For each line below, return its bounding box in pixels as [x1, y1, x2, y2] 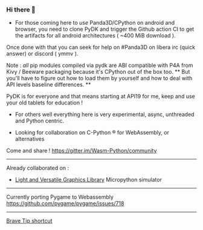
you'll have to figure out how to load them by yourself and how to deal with [6, 75, 193, 82]
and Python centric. [14, 117, 65, 124]
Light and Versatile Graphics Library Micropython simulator [14, 176, 162, 184]
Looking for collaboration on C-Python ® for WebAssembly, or [14, 129, 169, 136]
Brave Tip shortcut [6, 217, 53, 225]
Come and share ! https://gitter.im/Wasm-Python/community [6, 147, 157, 155]
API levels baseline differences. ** [6, 81, 91, 88]
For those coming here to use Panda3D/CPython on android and [14, 19, 175, 27]
